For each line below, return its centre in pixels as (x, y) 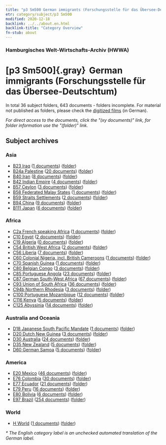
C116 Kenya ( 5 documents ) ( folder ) (48, 299)
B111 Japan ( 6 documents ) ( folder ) (47, 208)
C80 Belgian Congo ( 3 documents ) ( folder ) (56, 268)
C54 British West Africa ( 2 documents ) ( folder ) (60, 247)
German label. (20, 438)
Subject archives (32, 141)
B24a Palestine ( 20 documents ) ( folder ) (53, 171)
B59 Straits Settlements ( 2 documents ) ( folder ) (60, 197)
